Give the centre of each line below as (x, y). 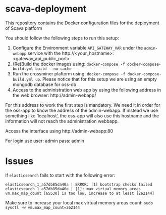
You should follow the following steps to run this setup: (62, 38)
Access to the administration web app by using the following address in (87, 90)
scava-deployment (46, 9)
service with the (44, 53)
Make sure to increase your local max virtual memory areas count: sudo (79, 202)
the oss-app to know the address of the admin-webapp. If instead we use (82, 110)
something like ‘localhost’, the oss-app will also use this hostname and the (82, 116)
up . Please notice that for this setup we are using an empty (96, 79)
